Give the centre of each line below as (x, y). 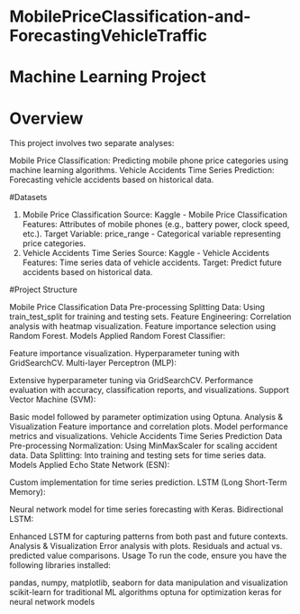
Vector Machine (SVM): (53, 399)
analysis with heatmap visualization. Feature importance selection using (143, 326)
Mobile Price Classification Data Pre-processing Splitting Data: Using (137, 307)
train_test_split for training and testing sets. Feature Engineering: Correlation (150, 316)
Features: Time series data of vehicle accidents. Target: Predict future (152, 262)
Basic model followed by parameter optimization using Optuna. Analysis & (146, 417)
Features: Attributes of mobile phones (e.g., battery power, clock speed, (156, 225)
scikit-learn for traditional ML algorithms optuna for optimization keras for (145, 592)
